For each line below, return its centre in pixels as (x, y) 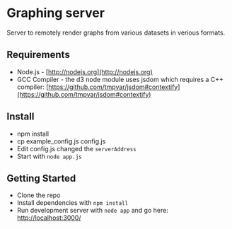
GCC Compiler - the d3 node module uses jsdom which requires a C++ (120, 79)
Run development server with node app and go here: (93, 211)
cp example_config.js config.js (61, 141)
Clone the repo (39, 195)
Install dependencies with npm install (72, 203)
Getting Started (41, 178)
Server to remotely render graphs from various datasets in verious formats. (116, 33)
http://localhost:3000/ (49, 218)
